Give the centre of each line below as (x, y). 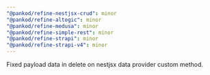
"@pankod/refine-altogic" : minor (54, 20)
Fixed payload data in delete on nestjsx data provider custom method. (105, 64)
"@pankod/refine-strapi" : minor (52, 39)
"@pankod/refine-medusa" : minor (52, 26)
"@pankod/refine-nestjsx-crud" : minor (62, 13)
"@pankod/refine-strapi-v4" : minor (57, 45)
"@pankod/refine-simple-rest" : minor (60, 32)
